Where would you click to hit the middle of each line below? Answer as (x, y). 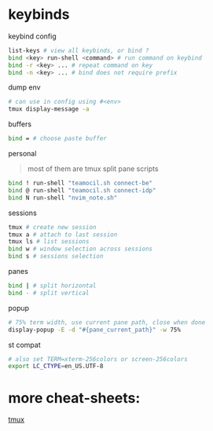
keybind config (32, 36)
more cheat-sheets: (74, 398)
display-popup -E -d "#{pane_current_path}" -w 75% (94, 330)
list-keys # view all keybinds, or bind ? (79, 50)
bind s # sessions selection (56, 257)
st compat (24, 345)
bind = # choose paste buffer (58, 139)
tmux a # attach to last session (63, 234)
